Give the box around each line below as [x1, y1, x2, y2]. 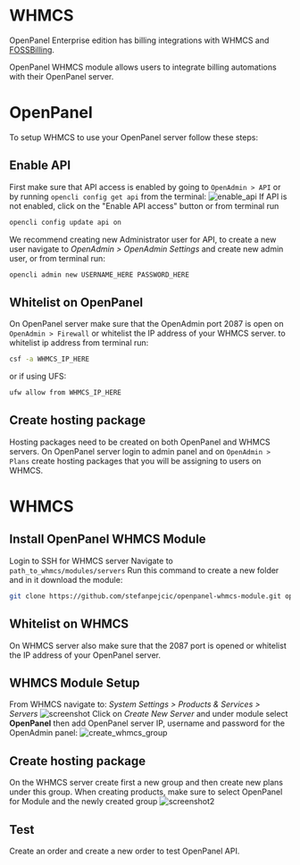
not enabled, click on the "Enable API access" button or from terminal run [9, 200, 279, 211]
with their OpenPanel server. [9, 71, 114, 81]
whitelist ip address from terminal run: [9, 337, 149, 348]
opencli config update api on [9, 218, 122, 227]
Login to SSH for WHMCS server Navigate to [9, 555, 174, 566]
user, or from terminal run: [9, 253, 105, 263]
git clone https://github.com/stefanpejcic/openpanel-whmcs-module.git [9, 591, 281, 601]
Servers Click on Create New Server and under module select [9, 709, 288, 719]
